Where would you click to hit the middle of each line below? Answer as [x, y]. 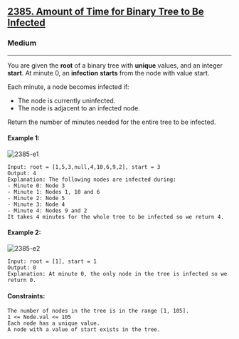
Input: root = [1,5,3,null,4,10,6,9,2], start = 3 [84, 167]
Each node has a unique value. [54, 323]
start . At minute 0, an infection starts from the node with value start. [108, 73]
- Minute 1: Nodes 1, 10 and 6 [54, 192]
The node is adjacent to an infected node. [79, 108]
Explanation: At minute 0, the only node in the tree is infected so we [117, 274]
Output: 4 [22, 173]
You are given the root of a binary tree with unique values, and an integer [115, 65]
